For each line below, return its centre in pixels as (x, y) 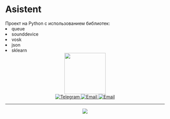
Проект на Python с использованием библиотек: (58, 23)
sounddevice (25, 34)
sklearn (19, 50)
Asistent (23, 9)
